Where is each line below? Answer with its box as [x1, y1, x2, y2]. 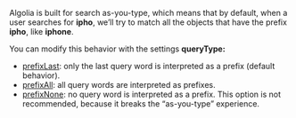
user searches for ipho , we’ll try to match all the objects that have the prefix [9, 17, 288, 28]
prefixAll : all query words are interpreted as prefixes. [21, 80, 216, 90]
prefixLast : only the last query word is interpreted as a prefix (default [21, 61, 275, 71]
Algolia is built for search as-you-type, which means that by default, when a [9, 8, 288, 18]
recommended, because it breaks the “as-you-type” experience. [21, 98, 260, 109]
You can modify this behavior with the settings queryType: [9, 43, 226, 54]
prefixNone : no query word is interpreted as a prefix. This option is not [21, 89, 282, 99]
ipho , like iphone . [9, 27, 74, 36]
